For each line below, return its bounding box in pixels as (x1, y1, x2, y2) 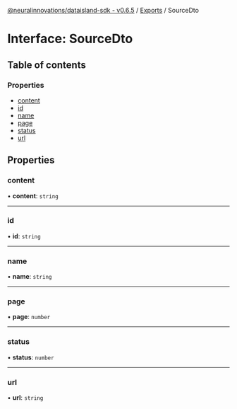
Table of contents (7, 59, 86, 71)
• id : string (7, 231, 41, 240)
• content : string (7, 191, 59, 200)
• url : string (7, 393, 44, 402)
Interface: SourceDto (7, 31, 133, 47)
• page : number (7, 313, 51, 321)
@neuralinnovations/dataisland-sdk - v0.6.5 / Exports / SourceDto (7, 6, 200, 14)
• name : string (7, 272, 52, 281)
